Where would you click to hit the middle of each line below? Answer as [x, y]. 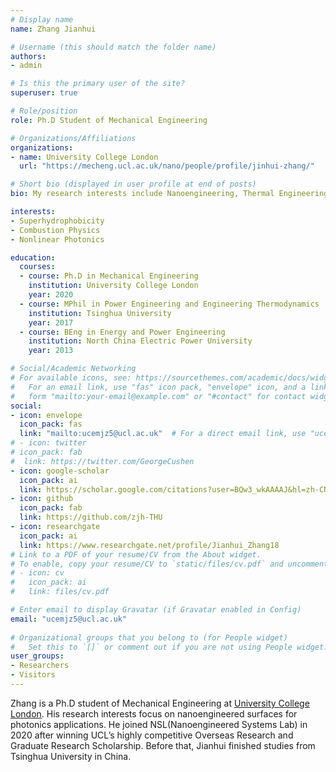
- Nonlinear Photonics [57, 239]
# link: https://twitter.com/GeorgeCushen [102, 461]
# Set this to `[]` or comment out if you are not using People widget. [169, 647]
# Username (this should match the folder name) [113, 47]
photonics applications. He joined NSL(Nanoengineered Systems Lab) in [159, 724]
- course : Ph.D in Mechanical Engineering [109, 276]
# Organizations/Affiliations [73, 138]
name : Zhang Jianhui [53, 29]
